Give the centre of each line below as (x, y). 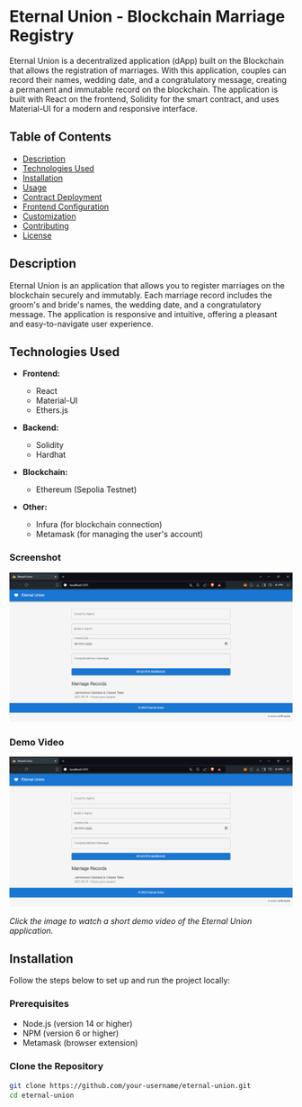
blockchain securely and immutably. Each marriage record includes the (141, 295)
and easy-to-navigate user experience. (82, 324)
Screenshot (35, 558)
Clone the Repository (57, 1066)
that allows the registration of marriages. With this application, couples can (148, 70)
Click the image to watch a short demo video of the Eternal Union (131, 920)
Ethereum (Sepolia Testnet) (86, 489)
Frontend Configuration (66, 206)
